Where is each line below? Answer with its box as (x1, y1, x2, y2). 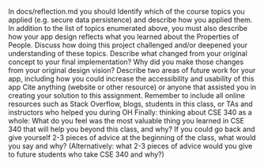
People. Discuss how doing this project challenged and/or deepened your (8, 40, 248, 50)
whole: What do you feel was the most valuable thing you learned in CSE (8, 116, 245, 125)
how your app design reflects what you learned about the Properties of (8, 32, 239, 41)
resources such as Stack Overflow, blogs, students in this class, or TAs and (8, 99, 253, 108)
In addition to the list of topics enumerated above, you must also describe (8, 24, 247, 32)
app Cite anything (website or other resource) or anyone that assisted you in (8, 82, 257, 92)
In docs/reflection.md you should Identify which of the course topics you (8, 7, 245, 16)
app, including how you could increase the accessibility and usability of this (8, 74, 255, 83)
